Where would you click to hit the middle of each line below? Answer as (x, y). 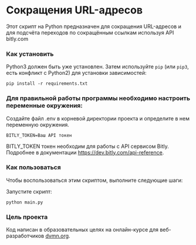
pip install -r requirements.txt (47, 84)
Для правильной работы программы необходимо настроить (98, 98)
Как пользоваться (33, 167)
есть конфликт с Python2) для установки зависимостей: (76, 73)
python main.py (25, 202)
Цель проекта (27, 217)
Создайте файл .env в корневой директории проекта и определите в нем (98, 118)
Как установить (30, 54)
